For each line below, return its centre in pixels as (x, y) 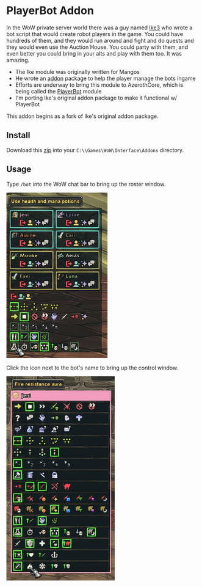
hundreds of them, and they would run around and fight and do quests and (100, 40)
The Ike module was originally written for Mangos (78, 71)
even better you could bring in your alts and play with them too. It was (94, 53)
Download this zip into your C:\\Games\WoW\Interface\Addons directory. (95, 150)
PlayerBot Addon (50, 11)
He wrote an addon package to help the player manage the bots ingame (106, 78)
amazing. (18, 60)
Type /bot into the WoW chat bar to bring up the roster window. (86, 184)
